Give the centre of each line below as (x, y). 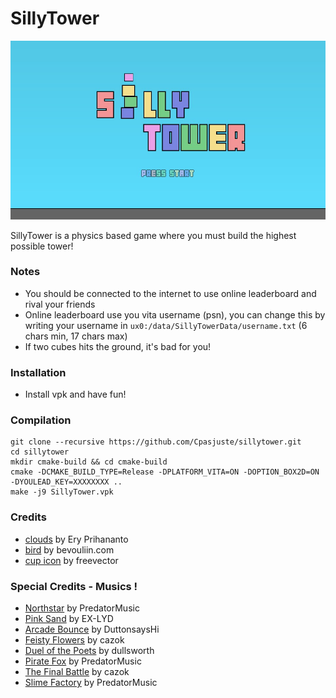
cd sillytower (40, 452)
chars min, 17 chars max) (76, 336)
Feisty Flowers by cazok (74, 640)
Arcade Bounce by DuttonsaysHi (92, 629)
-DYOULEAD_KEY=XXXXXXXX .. (66, 482)
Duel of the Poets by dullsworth (89, 651)
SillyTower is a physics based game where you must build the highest (153, 235)
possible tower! (42, 246)
